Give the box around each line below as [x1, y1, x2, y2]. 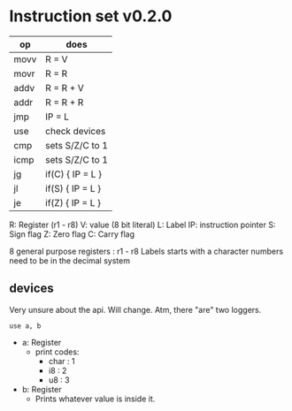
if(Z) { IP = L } [45, 196, 102, 209]
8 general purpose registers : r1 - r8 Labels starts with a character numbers [9, 246, 284, 256]
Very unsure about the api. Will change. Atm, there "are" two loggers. [9, 304, 262, 315]
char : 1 [48, 355, 75, 366]
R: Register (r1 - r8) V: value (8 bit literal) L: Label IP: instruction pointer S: [9, 219, 276, 230]
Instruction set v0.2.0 [9, 6, 173, 27]
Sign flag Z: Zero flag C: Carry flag [9, 228, 135, 240]
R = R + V [45, 81, 84, 94]
